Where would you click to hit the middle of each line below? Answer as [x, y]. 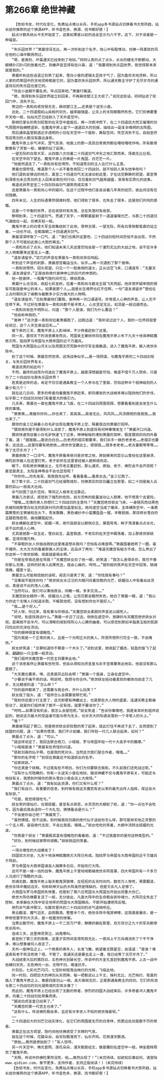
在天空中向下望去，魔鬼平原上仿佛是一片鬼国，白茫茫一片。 [63, 159]
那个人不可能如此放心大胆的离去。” [35, 242]
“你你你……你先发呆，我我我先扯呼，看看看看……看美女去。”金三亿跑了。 [72, 476]
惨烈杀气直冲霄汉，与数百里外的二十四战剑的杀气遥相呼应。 [63, 908]
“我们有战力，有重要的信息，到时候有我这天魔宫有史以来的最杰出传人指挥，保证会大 [84, 789]
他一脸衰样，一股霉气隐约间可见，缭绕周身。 [50, 278]
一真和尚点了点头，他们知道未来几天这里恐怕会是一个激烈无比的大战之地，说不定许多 [84, 247]
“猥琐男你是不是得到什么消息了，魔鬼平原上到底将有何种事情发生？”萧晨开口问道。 [83, 429]
